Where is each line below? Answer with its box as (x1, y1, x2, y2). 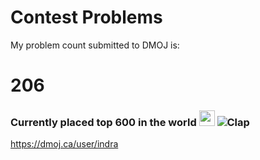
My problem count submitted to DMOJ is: (10, 39, 180, 51)
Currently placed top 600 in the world (10, 116, 197, 130)
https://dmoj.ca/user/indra (10, 138, 119, 150)
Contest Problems (10, 6, 163, 29)
